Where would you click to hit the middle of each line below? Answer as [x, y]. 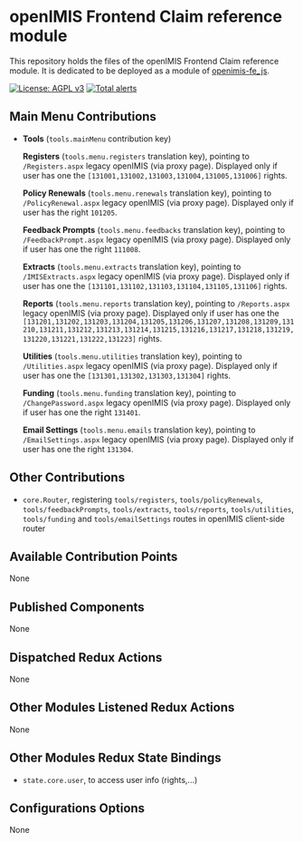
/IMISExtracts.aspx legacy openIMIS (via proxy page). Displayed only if [156, 276]
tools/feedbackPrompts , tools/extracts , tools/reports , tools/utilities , [158, 508]
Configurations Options [77, 808]
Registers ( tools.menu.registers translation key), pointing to [136, 156]
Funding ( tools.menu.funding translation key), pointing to [129, 392]
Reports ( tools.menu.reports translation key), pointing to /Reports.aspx [156, 303]
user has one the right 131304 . [78, 449]
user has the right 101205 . [70, 212]
